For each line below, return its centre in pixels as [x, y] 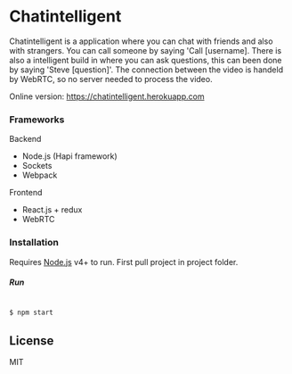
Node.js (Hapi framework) [69, 156]
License [32, 341]
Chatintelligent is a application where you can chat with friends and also [141, 41]
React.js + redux [52, 210]
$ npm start [31, 313]
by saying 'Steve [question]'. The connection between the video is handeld [146, 70]
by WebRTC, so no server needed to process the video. [111, 79]
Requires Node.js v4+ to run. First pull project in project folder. [124, 262]
